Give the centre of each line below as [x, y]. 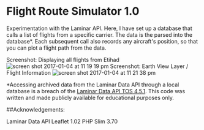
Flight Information [28, 72]
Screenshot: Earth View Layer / [149, 66]
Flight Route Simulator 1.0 [73, 11]
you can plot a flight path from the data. [56, 48]
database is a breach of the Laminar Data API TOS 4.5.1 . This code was [96, 91]
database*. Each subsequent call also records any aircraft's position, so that [102, 41]
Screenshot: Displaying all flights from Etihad [63, 59]
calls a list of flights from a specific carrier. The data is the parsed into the [100, 34]
